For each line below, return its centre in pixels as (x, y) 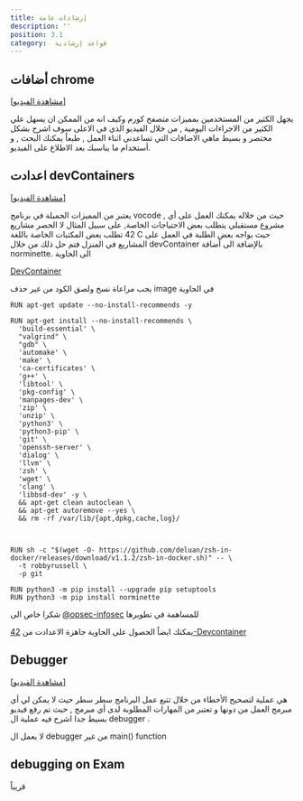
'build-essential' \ (57, 329)
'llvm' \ (35, 463)
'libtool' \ (41, 384)
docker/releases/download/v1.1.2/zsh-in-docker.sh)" (111, 558)
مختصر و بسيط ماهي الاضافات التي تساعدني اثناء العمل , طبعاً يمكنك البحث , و (141, 138)
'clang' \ (37, 487)
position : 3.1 (37, 34)
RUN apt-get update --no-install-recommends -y (101, 305)
